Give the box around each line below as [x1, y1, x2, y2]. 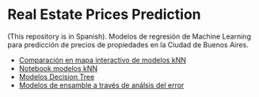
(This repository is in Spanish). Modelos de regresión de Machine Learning [7, 32, 251, 41]
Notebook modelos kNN [18, 63, 98, 73]
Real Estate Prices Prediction [7, 6, 201, 24]
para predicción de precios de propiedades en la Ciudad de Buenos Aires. [7, 39, 249, 49]
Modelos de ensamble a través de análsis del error [18, 80, 185, 90]
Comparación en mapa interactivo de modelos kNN [18, 55, 187, 65]
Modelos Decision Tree [18, 72, 95, 81]
